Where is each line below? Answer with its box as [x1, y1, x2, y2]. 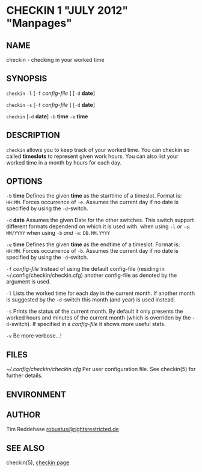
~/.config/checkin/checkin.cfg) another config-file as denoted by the [6, 271, 177, 279]
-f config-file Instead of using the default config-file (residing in [6, 265, 165, 273]
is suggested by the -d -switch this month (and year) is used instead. [6, 296, 176, 303]
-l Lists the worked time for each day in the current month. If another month [6, 289, 195, 297]
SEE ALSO [6, 443, 45, 453]
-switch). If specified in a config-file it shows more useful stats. [8, 321, 166, 328]
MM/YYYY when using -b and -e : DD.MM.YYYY [6, 229, 110, 237]
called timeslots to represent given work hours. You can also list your [6, 153, 179, 160]
